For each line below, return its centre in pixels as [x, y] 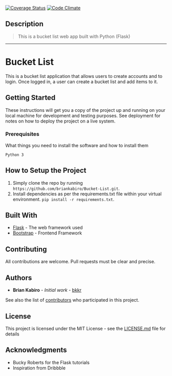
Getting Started [30, 98]
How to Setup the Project [46, 171]
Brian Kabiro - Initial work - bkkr [47, 290]
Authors [19, 278]
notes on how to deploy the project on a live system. [60, 121]
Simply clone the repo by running [48, 183]
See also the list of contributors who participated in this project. [72, 300]
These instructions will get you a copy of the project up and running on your [85, 110]
